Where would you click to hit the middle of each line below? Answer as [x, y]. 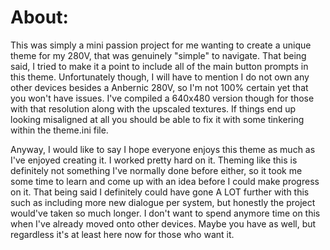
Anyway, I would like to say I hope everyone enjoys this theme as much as [163, 149]
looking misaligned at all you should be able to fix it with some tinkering [157, 119]
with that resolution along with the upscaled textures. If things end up [153, 108]
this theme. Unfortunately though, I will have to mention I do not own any [160, 77]
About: [39, 17]
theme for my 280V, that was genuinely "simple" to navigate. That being [158, 55]
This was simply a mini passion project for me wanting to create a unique [161, 45]
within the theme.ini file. [59, 130]
